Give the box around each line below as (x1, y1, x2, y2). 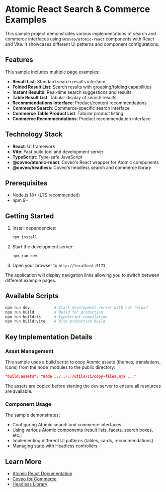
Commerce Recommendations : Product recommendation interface (12, 116, 151, 122)
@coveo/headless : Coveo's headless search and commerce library (12, 164, 152, 170)
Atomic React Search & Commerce (5, 3, 150, 15)
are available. (5, 388, 33, 394)
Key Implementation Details (5, 332, 93, 341)
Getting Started (5, 212, 54, 220)
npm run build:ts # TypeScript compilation (5, 314, 108, 320)
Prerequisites (5, 178, 48, 187)
